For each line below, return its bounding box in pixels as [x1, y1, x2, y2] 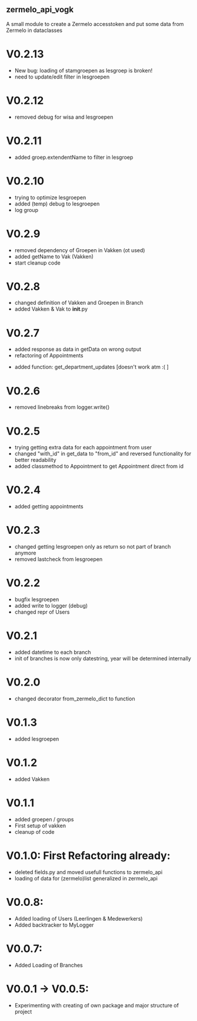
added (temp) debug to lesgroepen [14, 200, 100, 207]
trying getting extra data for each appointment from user [14, 444, 152, 451]
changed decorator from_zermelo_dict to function [14, 695, 135, 702]
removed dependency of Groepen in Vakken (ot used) [14, 246, 145, 253]
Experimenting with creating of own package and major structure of [14, 1002, 179, 1009]
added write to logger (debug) [14, 602, 88, 609]
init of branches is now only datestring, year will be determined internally [14, 655, 191, 662]
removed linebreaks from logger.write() [14, 404, 110, 411]
